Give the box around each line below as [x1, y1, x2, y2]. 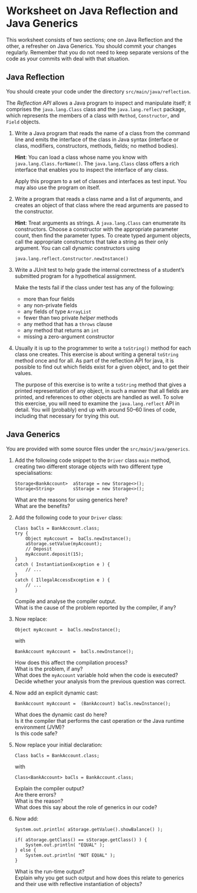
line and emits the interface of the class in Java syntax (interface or [14, 136, 179, 143]
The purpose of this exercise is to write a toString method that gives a [14, 381, 187, 388]
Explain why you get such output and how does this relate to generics [14, 874, 185, 881]
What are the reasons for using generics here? [14, 496, 128, 503]
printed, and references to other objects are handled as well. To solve [14, 393, 184, 400]
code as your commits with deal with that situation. [6, 55, 130, 62]
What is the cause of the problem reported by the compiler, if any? [14, 604, 176, 611]
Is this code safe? [14, 729, 58, 736]
